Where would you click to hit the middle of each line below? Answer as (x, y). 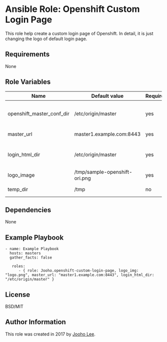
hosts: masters (25, 253)
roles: (19, 267)
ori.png (83, 178)
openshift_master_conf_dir (39, 114)
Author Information (36, 322)
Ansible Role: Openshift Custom (73, 9)
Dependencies (28, 210)
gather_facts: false (31, 258)
